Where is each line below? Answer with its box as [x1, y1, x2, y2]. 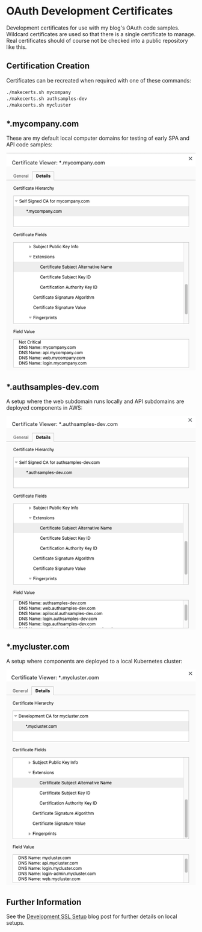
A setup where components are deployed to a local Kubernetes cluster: [6, 658, 183, 665]
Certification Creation [6, 61, 90, 71]
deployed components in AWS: [6, 404, 83, 411]
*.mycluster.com [6, 642, 70, 652]
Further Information [6, 896, 82, 907]
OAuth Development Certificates [6, 4, 173, 18]
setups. [6, 919, 25, 927]
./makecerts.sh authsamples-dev [6, 95, 87, 102]
